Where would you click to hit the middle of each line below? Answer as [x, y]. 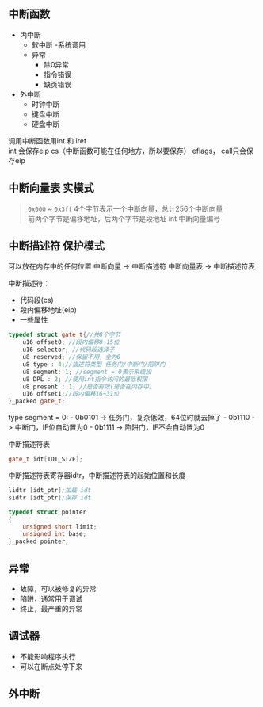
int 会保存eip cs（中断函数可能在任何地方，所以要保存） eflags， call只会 [128, 151]
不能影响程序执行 [48, 656]
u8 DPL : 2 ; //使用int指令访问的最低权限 [85, 379]
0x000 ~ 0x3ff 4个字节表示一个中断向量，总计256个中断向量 [125, 208]
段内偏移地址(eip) [48, 310]
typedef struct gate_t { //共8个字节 [65, 335]
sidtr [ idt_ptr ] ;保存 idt [50, 498]
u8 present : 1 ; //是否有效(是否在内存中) [88, 387]
